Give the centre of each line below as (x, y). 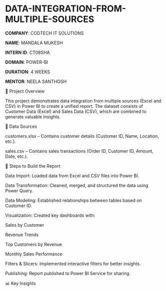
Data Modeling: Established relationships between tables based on (74, 200)
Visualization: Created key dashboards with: (50, 215)
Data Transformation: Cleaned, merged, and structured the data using (77, 185)
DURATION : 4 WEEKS (28, 72)
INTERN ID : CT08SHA (27, 52)
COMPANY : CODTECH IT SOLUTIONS (44, 33)
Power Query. (19, 191)
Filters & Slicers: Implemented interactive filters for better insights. (73, 264)
